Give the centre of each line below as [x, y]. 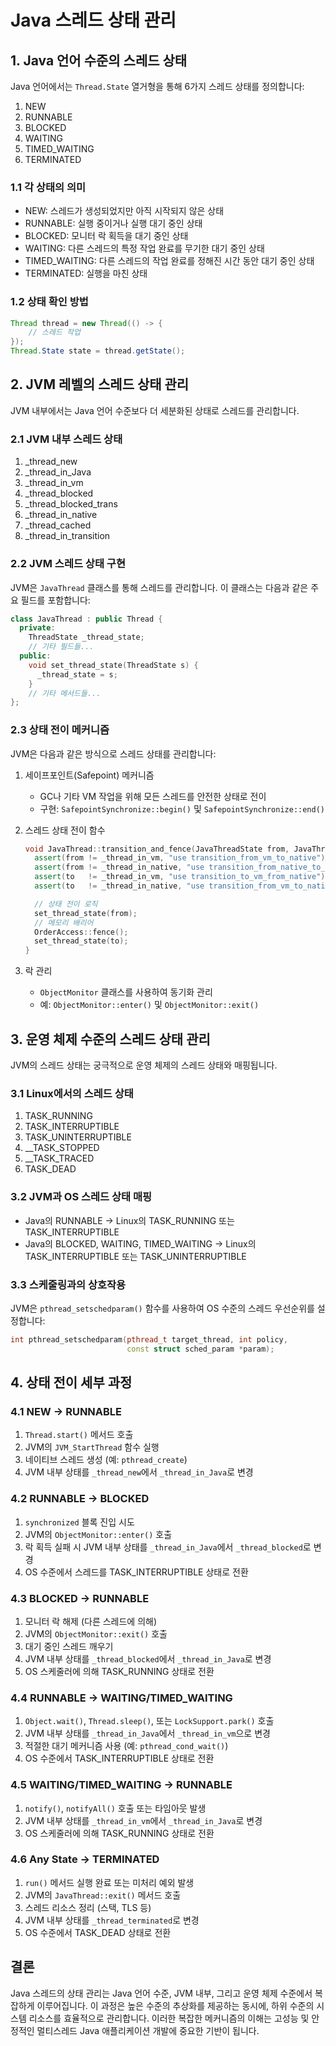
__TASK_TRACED [59, 1158]
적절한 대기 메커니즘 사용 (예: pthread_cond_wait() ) [126, 1746]
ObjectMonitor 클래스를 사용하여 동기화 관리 [126, 992]
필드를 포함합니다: [55, 600]
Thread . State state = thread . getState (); [98, 351]
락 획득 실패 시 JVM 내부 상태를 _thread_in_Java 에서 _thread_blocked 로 [168, 1547]
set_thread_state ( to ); [81, 941]
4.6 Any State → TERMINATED [85, 1859]
